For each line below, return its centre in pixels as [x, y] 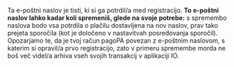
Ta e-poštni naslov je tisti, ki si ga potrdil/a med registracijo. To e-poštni [113, 10]
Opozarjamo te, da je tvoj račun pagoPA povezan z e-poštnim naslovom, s [116, 41]
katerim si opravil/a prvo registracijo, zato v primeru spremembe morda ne [117, 48]
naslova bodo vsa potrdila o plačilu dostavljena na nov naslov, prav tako [113, 25]
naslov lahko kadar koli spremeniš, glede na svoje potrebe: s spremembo [117, 18]
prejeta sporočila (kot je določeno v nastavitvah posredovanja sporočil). [113, 33]
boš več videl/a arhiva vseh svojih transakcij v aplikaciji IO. [93, 56]
